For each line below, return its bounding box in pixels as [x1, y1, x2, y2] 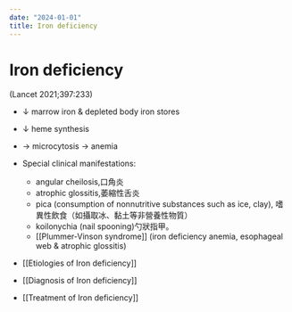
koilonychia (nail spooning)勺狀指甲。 [35, 221, 174, 232]
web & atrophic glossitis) [35, 241, 127, 251]
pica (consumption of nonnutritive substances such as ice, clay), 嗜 [35, 199, 284, 209]
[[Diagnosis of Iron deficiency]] [21, 275, 138, 286]
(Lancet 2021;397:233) [9, 89, 94, 100]
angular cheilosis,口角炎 [35, 177, 124, 187]
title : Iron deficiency [9, 21, 98, 30]
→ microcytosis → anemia [21, 141, 119, 152]
